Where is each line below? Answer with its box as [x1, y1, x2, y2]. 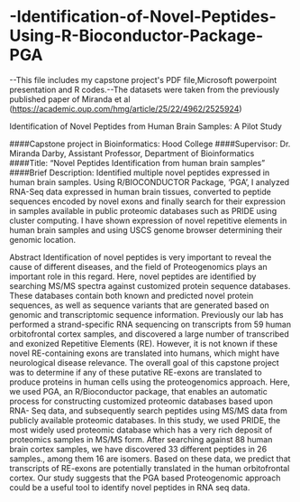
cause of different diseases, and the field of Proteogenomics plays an [9, 261, 268, 272]
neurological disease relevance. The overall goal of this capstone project [9, 357, 279, 367]
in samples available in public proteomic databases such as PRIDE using [9, 205, 277, 216]
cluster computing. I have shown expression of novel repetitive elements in [9, 215, 287, 226]
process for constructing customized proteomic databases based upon [9, 395, 273, 406]
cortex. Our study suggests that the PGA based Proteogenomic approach [9, 472, 281, 483]
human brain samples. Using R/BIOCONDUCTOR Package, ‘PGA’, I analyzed [9, 176, 290, 187]
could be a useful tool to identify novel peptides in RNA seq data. [9, 481, 250, 493]
